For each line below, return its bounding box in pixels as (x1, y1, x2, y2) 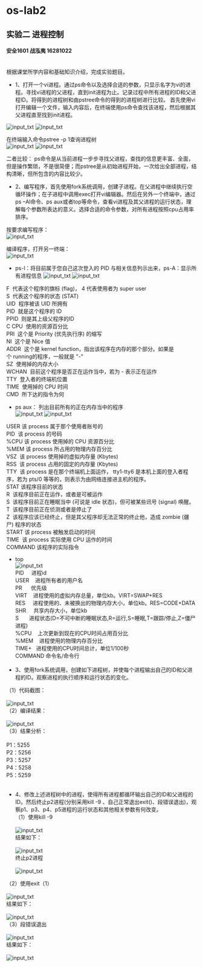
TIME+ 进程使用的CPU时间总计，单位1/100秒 (14, 644, 129, 652)
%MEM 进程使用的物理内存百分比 (14, 637, 103, 644)
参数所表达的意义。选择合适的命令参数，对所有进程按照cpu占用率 (31, 205, 195, 213)
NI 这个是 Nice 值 (6, 338, 51, 345)
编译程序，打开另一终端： (6, 245, 70, 252)
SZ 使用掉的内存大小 (6, 360, 59, 367)
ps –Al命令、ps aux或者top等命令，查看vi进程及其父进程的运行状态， (14, 198, 187, 205)
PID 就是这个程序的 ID (6, 307, 62, 315)
